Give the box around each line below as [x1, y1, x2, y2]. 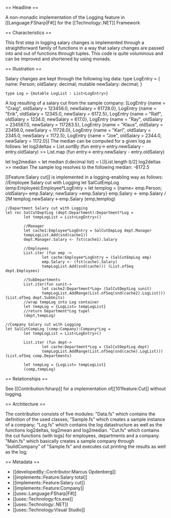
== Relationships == [5, 376, 48, 381]
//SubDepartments [23, 277, 60, 282]
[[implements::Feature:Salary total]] [12, 474, 88, 480]
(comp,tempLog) [23, 367, 56, 372]
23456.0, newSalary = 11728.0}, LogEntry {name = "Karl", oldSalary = [5, 127, 151, 133]
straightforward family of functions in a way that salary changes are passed [5, 45, 164, 51]
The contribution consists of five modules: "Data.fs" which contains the [5, 411, 156, 417]
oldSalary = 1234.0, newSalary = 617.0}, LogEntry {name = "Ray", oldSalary [5, 116, 163, 122]
